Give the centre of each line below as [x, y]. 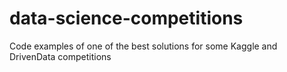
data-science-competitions [126, 18]
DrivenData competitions [60, 56]
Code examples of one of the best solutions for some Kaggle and [143, 46]
